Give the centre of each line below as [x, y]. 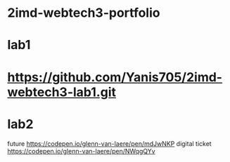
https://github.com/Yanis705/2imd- [115, 77]
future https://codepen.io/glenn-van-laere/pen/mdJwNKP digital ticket [110, 143]
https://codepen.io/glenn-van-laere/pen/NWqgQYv [82, 151]
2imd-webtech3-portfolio [84, 13]
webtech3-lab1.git [62, 92]
